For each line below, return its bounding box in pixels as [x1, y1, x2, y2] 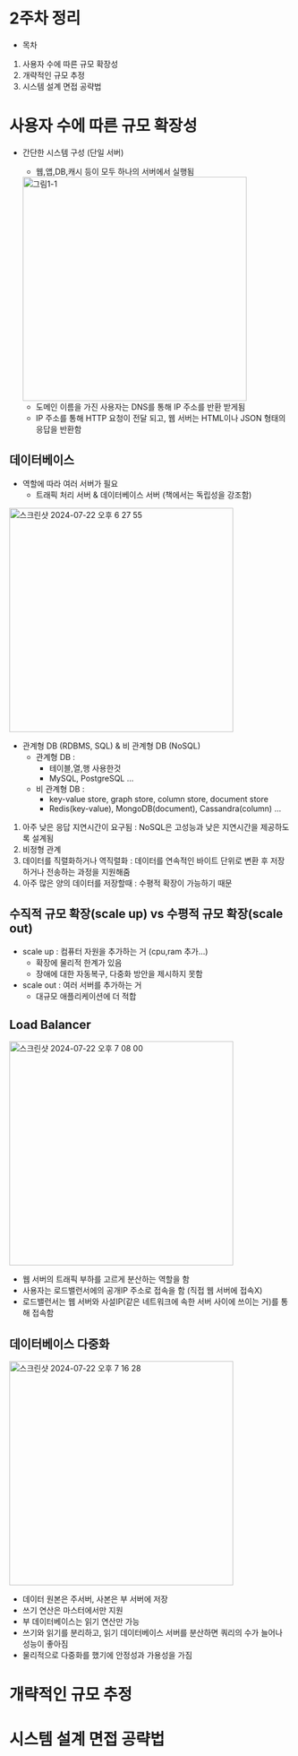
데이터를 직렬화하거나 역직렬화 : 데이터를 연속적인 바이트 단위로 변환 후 [21, 855, 268, 866]
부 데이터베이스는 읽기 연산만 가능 [21, 1616, 140, 1627]
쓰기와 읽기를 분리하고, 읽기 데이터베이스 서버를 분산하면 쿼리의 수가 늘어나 [21, 1628, 284, 1639]
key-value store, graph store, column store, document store [48, 793, 268, 804]
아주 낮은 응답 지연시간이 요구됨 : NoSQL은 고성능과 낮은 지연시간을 [21, 821, 259, 832]
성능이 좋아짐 [21, 1639, 69, 1649]
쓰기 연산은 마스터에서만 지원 [21, 1605, 123, 1616]
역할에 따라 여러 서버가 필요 [21, 478, 119, 489]
